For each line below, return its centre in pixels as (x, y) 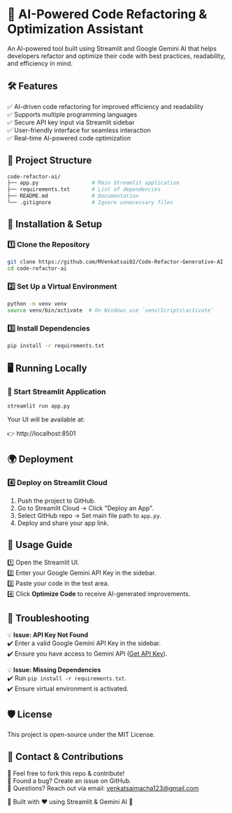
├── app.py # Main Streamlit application (93, 183)
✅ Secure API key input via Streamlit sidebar (71, 122)
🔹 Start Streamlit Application (57, 391)
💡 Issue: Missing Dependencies (54, 670)
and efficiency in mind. (40, 63)
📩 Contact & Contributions (65, 757)
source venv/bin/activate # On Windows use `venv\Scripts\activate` (111, 310)
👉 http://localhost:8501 (42, 433)
